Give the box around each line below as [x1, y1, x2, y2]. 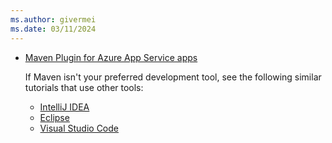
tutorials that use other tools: [24, 81, 144, 93]
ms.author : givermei [10, 14, 97, 25]
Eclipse [39, 111, 70, 123]
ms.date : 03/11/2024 [10, 24, 97, 34]
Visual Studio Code [39, 122, 119, 134]
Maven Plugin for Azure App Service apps [24, 51, 198, 63]
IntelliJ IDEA [39, 101, 90, 113]
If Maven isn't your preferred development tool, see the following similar [24, 71, 322, 83]
